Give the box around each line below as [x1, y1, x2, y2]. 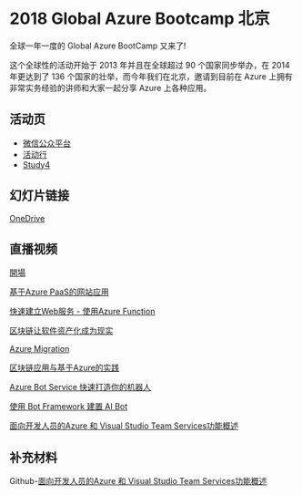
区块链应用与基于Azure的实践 [9, 362, 120, 374]
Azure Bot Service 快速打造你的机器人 [9, 382, 152, 393]
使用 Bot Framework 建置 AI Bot [9, 401, 128, 412]
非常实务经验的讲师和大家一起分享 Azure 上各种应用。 [9, 82, 212, 93]
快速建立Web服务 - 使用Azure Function [9, 306, 156, 317]
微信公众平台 [22, 138, 71, 149]
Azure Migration [9, 344, 70, 355]
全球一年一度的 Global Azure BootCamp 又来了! [9, 40, 186, 51]
